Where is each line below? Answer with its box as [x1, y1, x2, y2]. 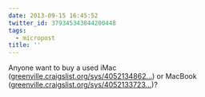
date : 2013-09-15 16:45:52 [8, 11, 98, 20]
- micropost [15, 33, 56, 42]
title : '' [8, 41, 42, 49]
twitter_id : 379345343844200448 [8, 19, 116, 27]
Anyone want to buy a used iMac [8, 63, 117, 72]
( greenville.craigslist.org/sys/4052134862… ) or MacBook [8, 72, 198, 81]
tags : [8, 26, 26, 34]
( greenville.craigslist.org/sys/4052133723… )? [8, 80, 159, 90]
